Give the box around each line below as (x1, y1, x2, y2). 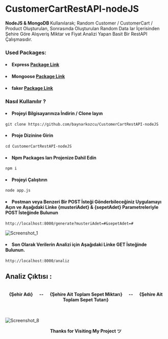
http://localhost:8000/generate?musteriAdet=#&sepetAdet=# (5, 221, 134, 226)
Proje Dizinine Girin (12, 132, 54, 138)
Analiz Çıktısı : (5, 272, 52, 281)
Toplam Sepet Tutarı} (63, 297, 109, 303)
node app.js (5, 188, 31, 193)
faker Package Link (12, 85, 54, 91)
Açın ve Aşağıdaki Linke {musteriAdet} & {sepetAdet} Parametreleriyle (5, 204, 159, 210)
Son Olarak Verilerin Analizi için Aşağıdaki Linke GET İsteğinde (12, 241, 147, 248)
